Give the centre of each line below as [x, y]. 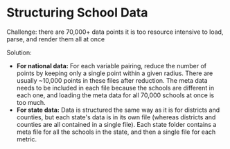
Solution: [19, 52]
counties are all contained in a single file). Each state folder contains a [116, 124]
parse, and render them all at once [56, 39]
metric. [27, 139]
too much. [31, 102]
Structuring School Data [77, 13]
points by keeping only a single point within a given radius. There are [115, 73]
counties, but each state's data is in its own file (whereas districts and [116, 117]
